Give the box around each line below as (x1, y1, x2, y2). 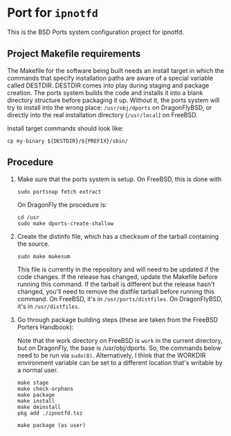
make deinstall (17, 403, 62, 410)
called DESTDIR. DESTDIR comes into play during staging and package (7, 81, 210, 90)
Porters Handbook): (17, 323, 74, 331)
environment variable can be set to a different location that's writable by (17, 358, 223, 367)
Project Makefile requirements (7, 48, 141, 60)
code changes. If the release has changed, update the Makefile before (17, 272, 218, 280)
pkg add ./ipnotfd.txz (17, 410, 83, 417)
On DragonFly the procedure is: (17, 200, 107, 209)
